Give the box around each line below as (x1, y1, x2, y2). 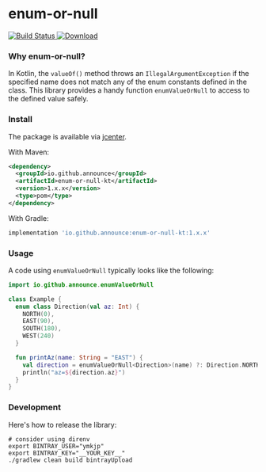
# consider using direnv (8, 435, 90, 443)
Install (8, 114, 33, 125)
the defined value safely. (8, 94, 89, 104)
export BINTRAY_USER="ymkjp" (8, 442, 104, 450)
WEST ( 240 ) (22, 332, 55, 341)
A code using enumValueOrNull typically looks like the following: (8, 265, 215, 275)
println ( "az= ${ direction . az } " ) (22, 368, 126, 376)
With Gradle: (8, 213, 49, 223)
